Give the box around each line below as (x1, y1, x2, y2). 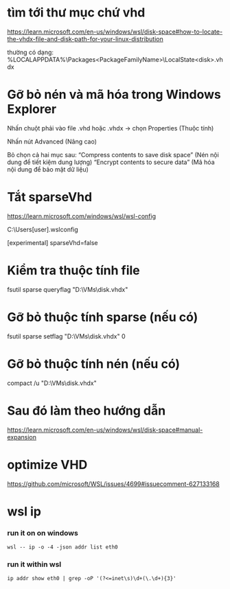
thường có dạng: (7, 48, 54, 56)
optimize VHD (7, 457, 88, 472)
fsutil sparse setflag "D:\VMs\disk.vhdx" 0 (7, 332, 126, 340)
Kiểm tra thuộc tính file (7, 263, 140, 278)
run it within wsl (7, 559, 62, 569)
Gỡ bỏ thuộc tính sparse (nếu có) (7, 309, 198, 325)
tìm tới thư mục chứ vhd (7, 5, 146, 21)
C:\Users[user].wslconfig (7, 225, 79, 233)
